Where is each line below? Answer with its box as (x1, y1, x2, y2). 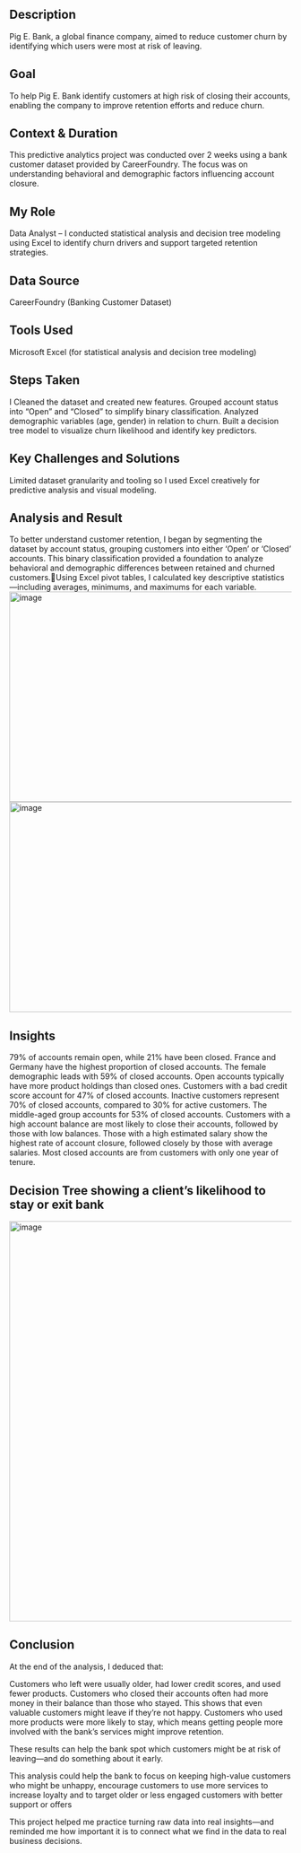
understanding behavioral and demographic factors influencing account (9, 169, 275, 179)
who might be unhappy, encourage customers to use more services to (9, 1779, 269, 1790)
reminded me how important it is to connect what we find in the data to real (9, 1825, 287, 1837)
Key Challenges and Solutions (9, 451, 181, 466)
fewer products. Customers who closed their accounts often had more (9, 1688, 269, 1699)
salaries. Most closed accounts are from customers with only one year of (9, 1147, 279, 1158)
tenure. (9, 1157, 36, 1168)
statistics (251, 572, 285, 583)
